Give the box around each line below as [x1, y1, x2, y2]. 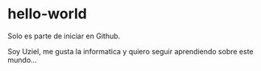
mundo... [7, 55, 37, 65]
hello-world [7, 5, 88, 23]
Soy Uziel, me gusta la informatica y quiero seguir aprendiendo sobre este [7, 46, 255, 56]
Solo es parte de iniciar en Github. [7, 31, 121, 41]
